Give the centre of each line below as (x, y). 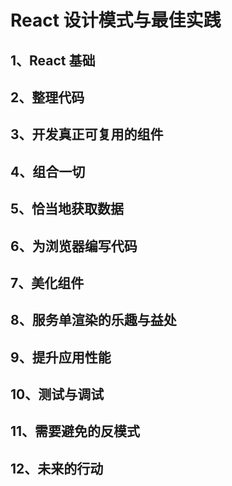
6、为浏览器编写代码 (74, 246)
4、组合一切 (48, 171)
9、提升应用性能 (61, 357)
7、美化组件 (47, 282)
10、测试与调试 (57, 394)
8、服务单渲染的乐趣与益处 (93, 320)
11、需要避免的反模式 (75, 431)
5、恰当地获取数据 (67, 209)
